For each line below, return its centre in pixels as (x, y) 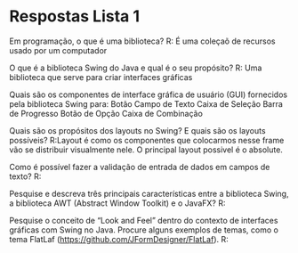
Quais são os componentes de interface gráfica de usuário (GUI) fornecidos (148, 94)
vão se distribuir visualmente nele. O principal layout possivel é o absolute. (146, 150)
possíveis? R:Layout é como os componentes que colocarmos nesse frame (147, 140)
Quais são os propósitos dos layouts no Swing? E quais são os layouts (137, 130)
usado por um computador (58, 50)
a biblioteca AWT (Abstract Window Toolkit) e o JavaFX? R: (117, 203)
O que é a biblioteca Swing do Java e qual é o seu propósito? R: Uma (136, 68)
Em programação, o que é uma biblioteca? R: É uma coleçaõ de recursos (142, 41)
